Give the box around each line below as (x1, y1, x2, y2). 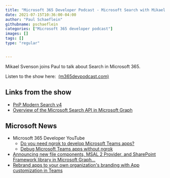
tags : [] (5, 36, 24, 41)
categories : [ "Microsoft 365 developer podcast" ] (5, 26, 113, 32)
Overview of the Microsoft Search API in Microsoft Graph (12, 107, 133, 113)
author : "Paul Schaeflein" (5, 17, 63, 22)
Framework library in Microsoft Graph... (12, 157, 96, 163)
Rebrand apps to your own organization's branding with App (12, 162, 140, 168)
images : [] (5, 31, 29, 36)
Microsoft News (5, 122, 57, 130)
